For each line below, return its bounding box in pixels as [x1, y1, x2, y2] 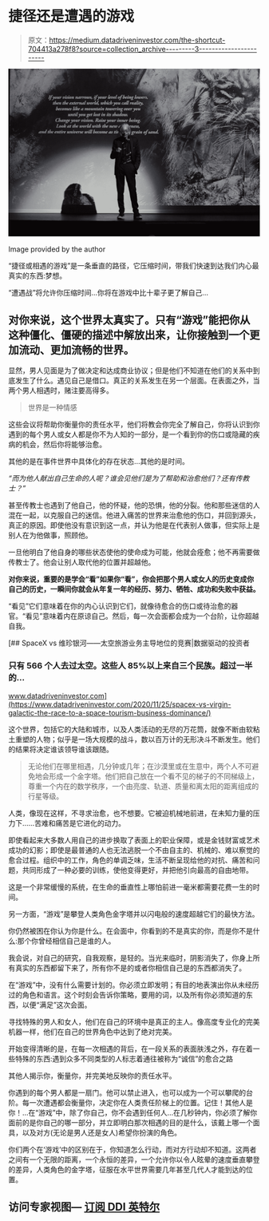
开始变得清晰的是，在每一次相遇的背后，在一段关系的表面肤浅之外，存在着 [8, 1044, 253, 1053]
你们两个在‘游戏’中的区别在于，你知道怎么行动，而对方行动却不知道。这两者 [8, 1144, 257, 1154]
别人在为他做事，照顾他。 [8, 530, 93, 540]
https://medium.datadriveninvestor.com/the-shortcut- [49, 35, 226, 45]
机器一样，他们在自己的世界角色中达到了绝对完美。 [8, 1027, 176, 1037]
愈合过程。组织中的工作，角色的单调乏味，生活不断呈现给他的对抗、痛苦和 [8, 855, 253, 865]
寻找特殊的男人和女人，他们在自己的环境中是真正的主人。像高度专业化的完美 [8, 1017, 260, 1026]
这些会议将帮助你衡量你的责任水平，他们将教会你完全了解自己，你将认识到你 [8, 420, 260, 430]
